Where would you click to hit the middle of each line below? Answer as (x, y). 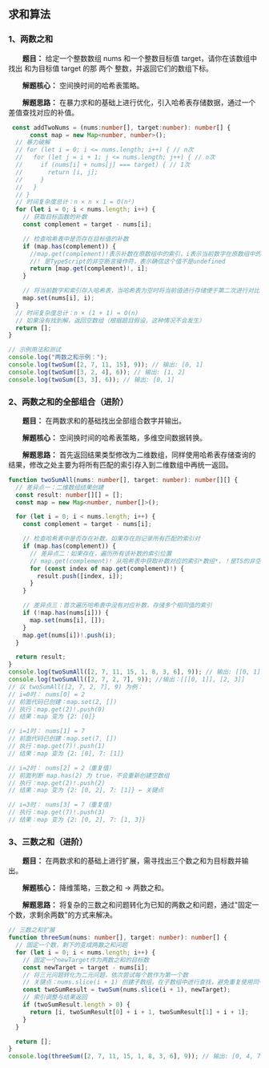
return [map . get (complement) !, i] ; (89, 269)
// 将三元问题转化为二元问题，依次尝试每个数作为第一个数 (106, 975)
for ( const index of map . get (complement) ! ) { (106, 568)
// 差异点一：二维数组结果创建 (60, 487)
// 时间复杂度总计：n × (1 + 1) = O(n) (77, 313)
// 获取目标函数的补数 (55, 217)
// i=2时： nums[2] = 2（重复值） (62, 768)
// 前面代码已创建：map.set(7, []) (63, 739)
